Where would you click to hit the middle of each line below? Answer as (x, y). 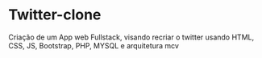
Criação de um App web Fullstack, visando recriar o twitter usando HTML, (131, 37)
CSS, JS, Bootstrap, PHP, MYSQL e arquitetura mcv (94, 45)
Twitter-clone (55, 15)
